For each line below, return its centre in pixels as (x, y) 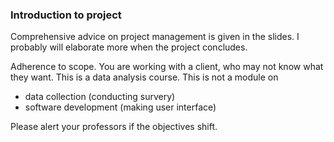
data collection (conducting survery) (100, 97)
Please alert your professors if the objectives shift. (114, 127)
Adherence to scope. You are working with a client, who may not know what (167, 67)
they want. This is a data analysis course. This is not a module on (144, 77)
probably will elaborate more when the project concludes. (129, 47)
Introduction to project (66, 15)
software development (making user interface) (120, 107)
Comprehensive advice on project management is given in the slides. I (155, 37)
